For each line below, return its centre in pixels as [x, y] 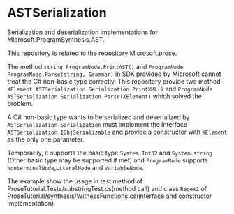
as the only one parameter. [46, 139]
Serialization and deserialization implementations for [83, 32]
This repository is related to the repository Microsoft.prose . [92, 53]
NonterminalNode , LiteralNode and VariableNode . [76, 167]
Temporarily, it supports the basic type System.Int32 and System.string [110, 153]
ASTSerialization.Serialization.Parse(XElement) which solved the [105, 96]
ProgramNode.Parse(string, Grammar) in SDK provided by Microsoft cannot [114, 74]
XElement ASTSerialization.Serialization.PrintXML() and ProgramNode [110, 89]
